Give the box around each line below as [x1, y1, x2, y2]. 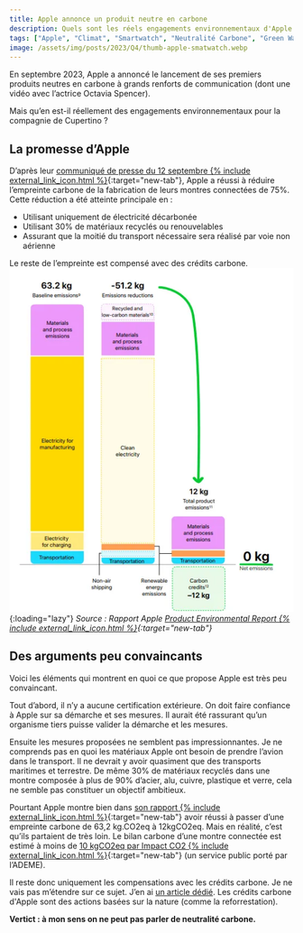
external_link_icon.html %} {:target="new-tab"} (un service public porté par [9, 849, 289, 861]
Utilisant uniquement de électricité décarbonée [22, 212, 197, 223]
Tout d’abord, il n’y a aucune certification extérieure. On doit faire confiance [9, 699, 291, 710]
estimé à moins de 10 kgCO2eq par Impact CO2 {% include [9, 840, 229, 851]
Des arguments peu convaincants [9, 649, 203, 664]
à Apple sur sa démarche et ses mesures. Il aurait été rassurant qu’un [9, 709, 268, 720]
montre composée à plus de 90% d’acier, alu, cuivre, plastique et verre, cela [9, 774, 293, 785]
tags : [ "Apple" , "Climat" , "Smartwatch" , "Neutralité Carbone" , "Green [9, 33, 284, 42]
